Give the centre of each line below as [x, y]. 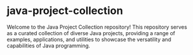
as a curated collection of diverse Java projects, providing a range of [91, 33]
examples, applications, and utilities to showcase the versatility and [89, 39]
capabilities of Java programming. [49, 46]
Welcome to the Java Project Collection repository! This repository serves [97, 27]
